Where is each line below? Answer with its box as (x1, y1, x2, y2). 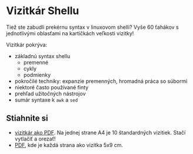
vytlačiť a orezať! (14, 135, 56, 142)
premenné (23, 59, 49, 66)
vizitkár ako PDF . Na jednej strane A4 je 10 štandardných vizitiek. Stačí (14, 129, 186, 136)
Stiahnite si (6, 113, 48, 123)
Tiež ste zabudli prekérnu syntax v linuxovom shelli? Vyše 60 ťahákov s (6, 24, 179, 31)
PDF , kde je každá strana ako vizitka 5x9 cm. (14, 141, 124, 148)
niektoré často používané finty (14, 83, 89, 91)
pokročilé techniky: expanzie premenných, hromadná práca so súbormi (14, 78, 188, 85)
